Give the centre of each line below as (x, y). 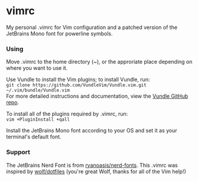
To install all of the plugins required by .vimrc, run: (67, 114)
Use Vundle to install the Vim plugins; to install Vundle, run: (78, 80)
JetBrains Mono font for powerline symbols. (60, 33)
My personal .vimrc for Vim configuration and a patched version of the (92, 27)
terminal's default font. (34, 137)
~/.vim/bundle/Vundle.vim (38, 90)
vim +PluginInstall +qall (38, 119)
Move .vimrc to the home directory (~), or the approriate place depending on (99, 62)
